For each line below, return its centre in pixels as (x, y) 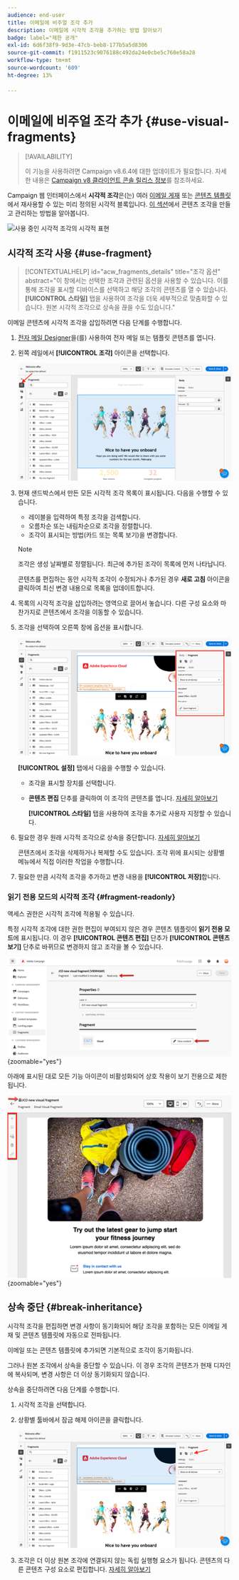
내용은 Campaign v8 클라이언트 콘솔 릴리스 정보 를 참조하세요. (118, 180)
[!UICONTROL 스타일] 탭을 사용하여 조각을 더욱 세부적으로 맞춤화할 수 (122, 298)
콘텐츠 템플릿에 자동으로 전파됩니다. (72, 1334)
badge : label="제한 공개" (43, 38)
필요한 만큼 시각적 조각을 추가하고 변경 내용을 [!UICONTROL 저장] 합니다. (119, 876)
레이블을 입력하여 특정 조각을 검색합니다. (84, 517)
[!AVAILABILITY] (48, 156)
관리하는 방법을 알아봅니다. (52, 213)
